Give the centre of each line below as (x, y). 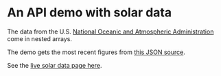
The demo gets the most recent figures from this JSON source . (96, 52)
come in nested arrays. (39, 38)
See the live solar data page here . (55, 65)
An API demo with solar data (90, 13)
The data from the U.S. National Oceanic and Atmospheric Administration (110, 31)
